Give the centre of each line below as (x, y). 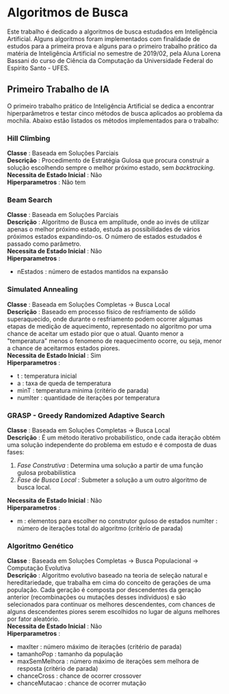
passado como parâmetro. (44, 244)
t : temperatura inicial (47, 376)
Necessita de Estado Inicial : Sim (54, 355)
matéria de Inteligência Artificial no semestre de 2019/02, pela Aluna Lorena (114, 53)
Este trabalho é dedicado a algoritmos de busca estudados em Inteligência (112, 31)
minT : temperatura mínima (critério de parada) (83, 390)
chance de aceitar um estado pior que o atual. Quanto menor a (95, 333)
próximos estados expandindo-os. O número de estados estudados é (105, 237)
